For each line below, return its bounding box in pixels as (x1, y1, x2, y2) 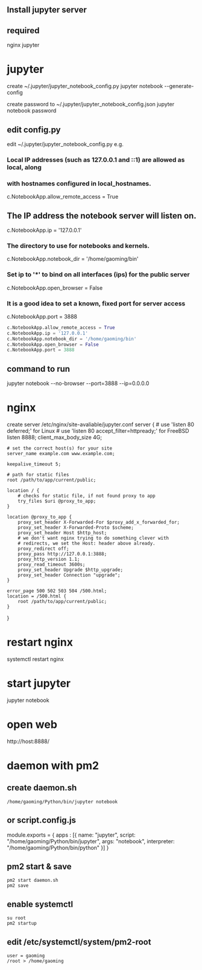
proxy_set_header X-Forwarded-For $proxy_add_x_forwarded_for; (17, 519, 180, 525)
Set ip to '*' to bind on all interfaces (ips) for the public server (7, 270, 190, 279)
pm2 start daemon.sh (7, 878, 59, 884)
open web (7, 718, 58, 732)
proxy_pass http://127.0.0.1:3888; (17, 551, 107, 557)
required (7, 25, 40, 36)
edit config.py (7, 124, 61, 135)
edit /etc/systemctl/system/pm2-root (7, 937, 151, 947)
